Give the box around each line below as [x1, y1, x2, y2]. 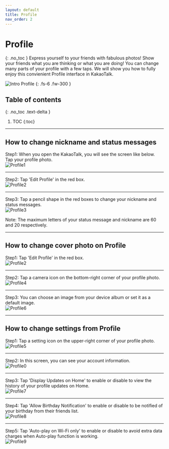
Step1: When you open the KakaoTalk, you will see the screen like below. [5, 151, 155, 157]
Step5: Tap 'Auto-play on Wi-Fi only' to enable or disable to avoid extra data [5, 427, 162, 433]
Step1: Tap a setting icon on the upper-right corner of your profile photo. [5, 338, 155, 344]
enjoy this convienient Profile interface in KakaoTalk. [5, 71, 114, 77]
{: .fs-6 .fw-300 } [35, 81, 71, 87]
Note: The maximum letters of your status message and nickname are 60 [5, 216, 156, 222]
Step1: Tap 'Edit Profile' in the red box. [5, 255, 84, 261]
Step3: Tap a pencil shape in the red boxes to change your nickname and [5, 196, 157, 202]
